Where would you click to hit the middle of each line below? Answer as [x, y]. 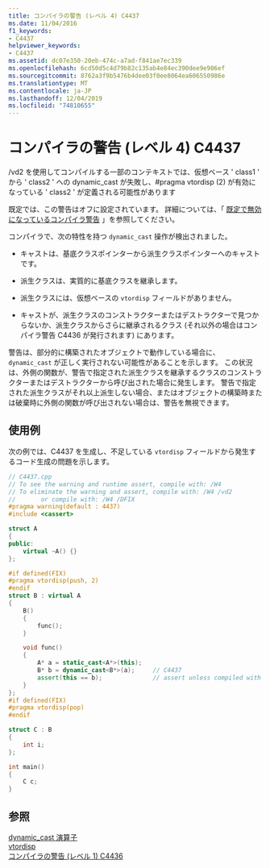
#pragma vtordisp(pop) [46, 708]
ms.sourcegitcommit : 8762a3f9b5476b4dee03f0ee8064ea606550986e [117, 76]
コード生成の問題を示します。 [64, 461]
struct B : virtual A [45, 596]
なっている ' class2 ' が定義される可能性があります [92, 192]
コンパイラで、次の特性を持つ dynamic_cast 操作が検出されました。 [120, 237]
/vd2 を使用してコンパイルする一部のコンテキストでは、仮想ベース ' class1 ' [134, 172]
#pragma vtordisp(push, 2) [54, 581]
